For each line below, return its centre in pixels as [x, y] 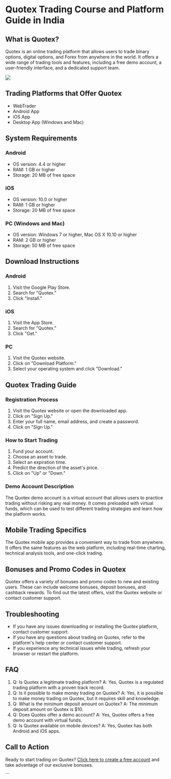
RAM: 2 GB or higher [34, 240]
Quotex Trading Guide [41, 385]
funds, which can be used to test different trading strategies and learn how [84, 509]
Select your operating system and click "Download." [67, 369]
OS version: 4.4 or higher [39, 164]
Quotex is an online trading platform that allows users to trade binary [77, 51]
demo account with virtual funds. [47, 720]
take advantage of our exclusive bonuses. [49, 765]
